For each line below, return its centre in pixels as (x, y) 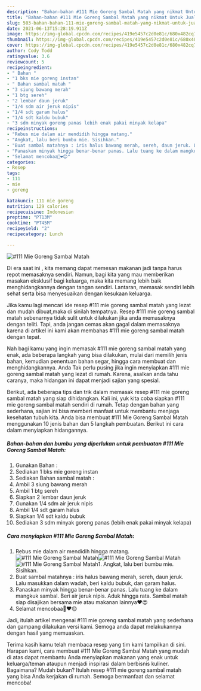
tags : (13, 173)
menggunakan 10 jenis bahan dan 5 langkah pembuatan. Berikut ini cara (95, 423)
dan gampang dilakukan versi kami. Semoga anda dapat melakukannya (94, 626)
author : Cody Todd (30, 51)
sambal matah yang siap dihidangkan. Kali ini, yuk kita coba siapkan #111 (96, 398)
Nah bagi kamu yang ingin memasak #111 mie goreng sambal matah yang (97, 348)
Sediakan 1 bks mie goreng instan (57, 471)
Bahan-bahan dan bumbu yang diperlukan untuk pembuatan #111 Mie (95, 444)
